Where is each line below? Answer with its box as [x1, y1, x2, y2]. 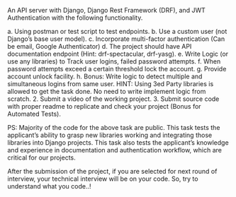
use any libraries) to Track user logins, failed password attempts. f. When [7, 57, 221, 66]
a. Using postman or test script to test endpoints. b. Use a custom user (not [7, 28, 227, 35]
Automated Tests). [7, 109, 62, 118]
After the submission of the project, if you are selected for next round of [7, 167, 218, 175]
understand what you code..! [7, 182, 91, 190]
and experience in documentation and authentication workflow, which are [7, 146, 222, 154]
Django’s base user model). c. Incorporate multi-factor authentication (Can [7, 35, 225, 43]
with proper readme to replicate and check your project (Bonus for [7, 102, 201, 110]
